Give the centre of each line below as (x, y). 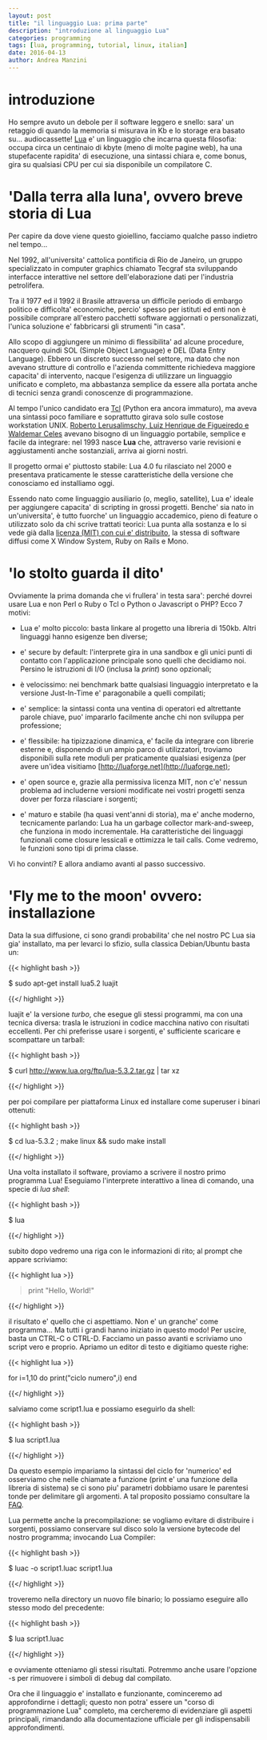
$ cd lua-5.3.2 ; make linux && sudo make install (87, 1141)
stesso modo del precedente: (57, 1607)
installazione (52, 913)
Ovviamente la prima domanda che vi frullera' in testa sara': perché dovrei (130, 595)
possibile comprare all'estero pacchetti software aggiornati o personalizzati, (133, 317)
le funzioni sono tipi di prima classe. (79, 848)
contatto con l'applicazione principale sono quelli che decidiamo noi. (133, 660)
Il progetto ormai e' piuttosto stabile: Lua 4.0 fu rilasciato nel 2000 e (120, 466)
